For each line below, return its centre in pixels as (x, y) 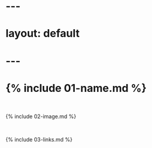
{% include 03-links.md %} (39, 139)
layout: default (43, 34)
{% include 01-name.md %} (76, 88)
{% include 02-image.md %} (41, 116)
